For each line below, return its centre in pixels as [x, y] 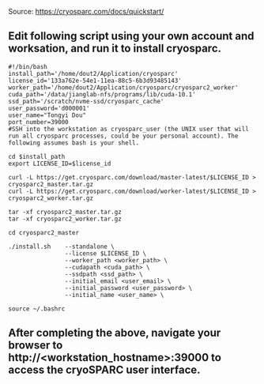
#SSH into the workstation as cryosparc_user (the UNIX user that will [128, 129]
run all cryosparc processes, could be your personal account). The [123, 136]
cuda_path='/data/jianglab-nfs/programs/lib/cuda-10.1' [102, 94]
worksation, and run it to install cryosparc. [115, 49]
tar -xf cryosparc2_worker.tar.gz [65, 219]
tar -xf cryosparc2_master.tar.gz [65, 212]
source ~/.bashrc [37, 309]
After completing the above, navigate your [115, 333]
